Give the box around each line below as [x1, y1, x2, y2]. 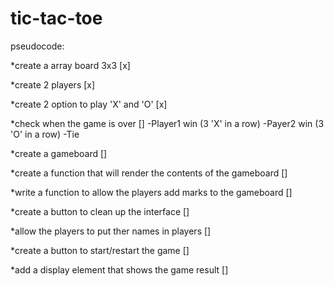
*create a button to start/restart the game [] [10, 244, 190, 256]
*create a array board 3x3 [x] [10, 59, 131, 71]
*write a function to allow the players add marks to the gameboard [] [10, 186, 293, 198]
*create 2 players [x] [10, 78, 96, 91]
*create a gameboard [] [10, 147, 108, 159]
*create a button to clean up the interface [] [10, 205, 190, 217]
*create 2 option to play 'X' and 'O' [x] [10, 98, 168, 110]
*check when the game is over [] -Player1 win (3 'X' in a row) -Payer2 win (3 [10, 117, 325, 129]
